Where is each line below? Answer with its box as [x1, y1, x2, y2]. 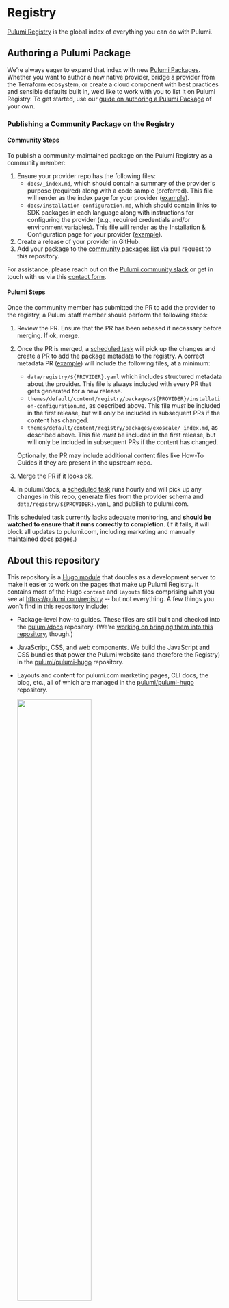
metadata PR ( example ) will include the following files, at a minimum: [16, 359, 211, 367]
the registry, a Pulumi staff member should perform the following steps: [7, 311, 208, 319]
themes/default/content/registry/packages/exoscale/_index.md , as [27, 424, 219, 432]
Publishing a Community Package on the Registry [7, 119, 175, 128]
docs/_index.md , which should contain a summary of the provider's [27, 179, 215, 187]
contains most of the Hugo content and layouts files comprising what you [7, 588, 215, 596]
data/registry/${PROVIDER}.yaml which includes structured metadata [27, 372, 222, 381]
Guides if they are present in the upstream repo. [16, 459, 152, 467]
